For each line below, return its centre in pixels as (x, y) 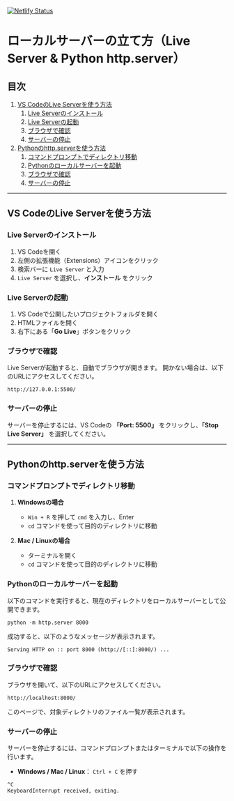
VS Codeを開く (39, 252)
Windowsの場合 (40, 503)
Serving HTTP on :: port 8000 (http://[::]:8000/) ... (88, 649)
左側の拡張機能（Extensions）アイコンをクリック (88, 260)
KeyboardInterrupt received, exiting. (63, 791)
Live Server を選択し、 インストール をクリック (85, 277)
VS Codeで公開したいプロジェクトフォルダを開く (88, 314)
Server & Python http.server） (96, 59)
